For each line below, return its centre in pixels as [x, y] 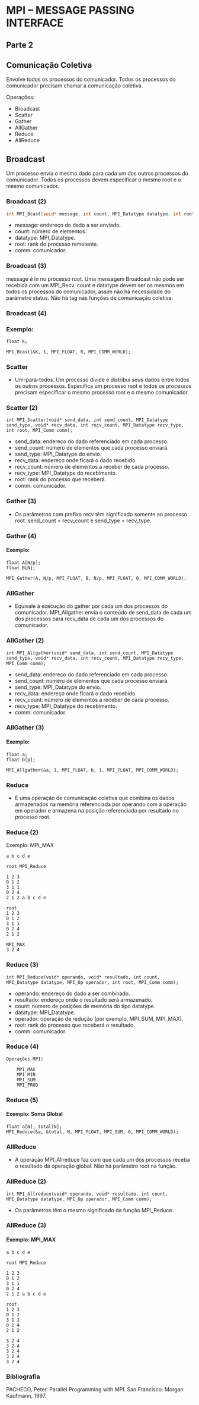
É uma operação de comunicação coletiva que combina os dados [94, 798]
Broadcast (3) [26, 266]
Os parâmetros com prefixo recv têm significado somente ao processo [101, 514]
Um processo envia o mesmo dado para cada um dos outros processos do [97, 174]
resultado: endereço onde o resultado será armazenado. [84, 999]
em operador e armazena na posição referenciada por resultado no [97, 810]
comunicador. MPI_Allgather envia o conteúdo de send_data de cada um [103, 613]
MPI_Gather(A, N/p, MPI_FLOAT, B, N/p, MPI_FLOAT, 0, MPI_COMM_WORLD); [96, 578]
